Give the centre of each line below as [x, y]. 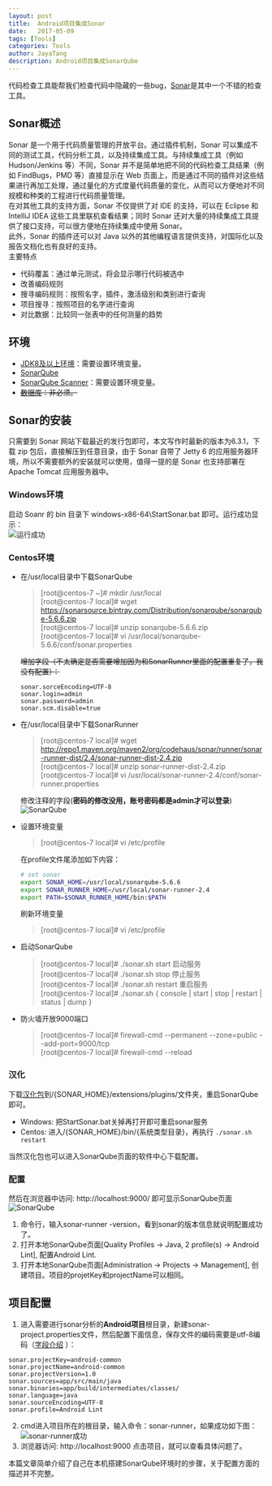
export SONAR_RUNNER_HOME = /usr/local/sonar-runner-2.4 [115, 890]
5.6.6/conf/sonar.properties [86, 644]
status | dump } [66, 1002]
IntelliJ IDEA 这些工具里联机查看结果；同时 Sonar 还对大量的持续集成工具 [130, 215]
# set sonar [40, 875]
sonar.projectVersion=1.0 [52, 1374]
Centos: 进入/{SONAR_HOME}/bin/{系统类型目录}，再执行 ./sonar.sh [136, 1132]
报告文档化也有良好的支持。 [55, 246]
